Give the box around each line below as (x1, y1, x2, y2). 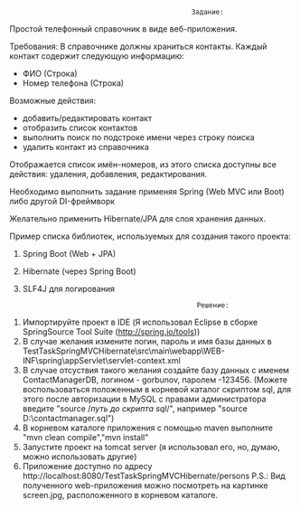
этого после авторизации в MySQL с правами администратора (22, 393, 267, 404)
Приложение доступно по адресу (22, 461, 153, 471)
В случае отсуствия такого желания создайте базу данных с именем (22, 365, 290, 375)
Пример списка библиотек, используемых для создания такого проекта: (9, 231, 292, 241)
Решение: (196, 301, 230, 310)
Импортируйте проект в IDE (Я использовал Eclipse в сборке (22, 316, 258, 327)
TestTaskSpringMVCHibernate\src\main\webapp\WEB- (22, 345, 226, 356)
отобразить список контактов (22, 122, 138, 133)
